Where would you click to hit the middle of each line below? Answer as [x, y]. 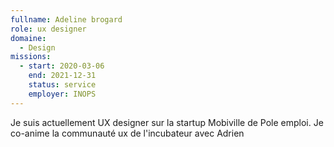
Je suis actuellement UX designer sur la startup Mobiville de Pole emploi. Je [167, 122]
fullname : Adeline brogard [66, 19]
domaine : [28, 38]
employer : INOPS [62, 94]
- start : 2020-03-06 [62, 66]
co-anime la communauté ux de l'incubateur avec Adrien [127, 133]
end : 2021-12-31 [62, 76]
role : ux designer [48, 29]
